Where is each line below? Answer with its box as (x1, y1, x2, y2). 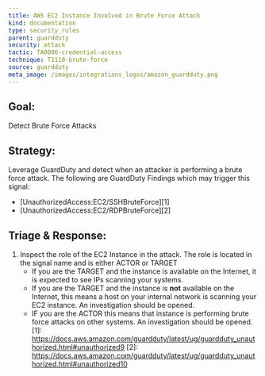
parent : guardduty (8, 33, 69, 42)
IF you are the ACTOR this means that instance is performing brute (31, 309, 249, 318)
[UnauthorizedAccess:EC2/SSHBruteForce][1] (19, 198, 170, 207)
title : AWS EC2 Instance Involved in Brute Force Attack (8, 11, 201, 20)
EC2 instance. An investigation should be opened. (31, 301, 195, 310)
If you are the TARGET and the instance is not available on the (31, 283, 235, 294)
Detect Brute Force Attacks (8, 121, 97, 131)
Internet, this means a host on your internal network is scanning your (31, 292, 257, 301)
